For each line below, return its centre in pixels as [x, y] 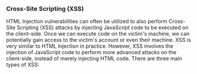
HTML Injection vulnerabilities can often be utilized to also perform [87, 22]
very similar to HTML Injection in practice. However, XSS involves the [90, 46]
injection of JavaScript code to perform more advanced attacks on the [91, 52]
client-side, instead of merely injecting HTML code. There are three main [94, 59]
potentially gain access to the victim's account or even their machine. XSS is [98, 40]
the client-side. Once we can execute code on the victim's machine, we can [98, 34]
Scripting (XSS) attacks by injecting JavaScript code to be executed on [103, 27]
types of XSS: [23, 65]
